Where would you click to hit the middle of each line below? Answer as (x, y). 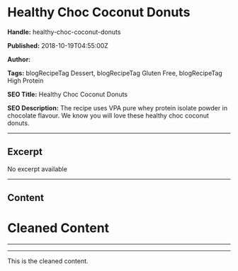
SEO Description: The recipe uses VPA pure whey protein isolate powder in (118, 108)
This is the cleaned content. (48, 261)
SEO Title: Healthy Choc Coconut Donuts (68, 94)
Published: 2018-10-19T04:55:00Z (58, 45)
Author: (19, 59)
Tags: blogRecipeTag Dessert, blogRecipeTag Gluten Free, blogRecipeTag (115, 73)
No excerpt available (37, 169)
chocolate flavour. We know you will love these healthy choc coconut (108, 115)
